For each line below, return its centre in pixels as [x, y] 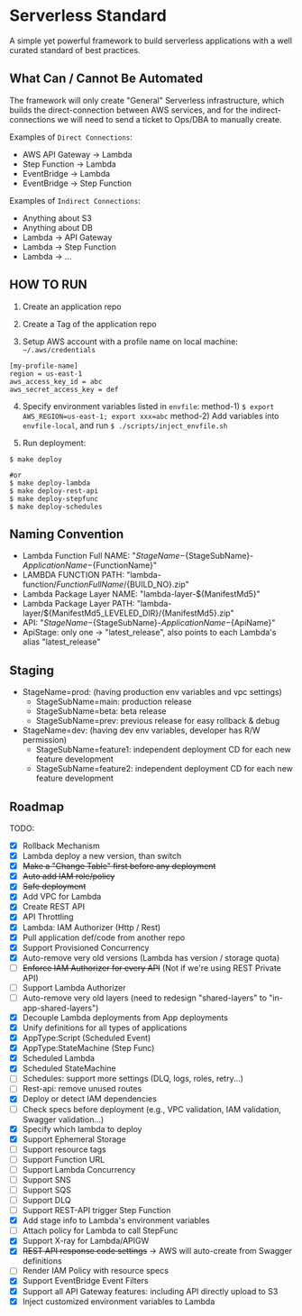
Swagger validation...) [63, 1120]
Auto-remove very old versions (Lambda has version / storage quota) [151, 957]
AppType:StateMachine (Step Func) [88, 1048]
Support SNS [47, 1179]
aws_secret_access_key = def [64, 389]
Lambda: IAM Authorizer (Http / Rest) [92, 927]
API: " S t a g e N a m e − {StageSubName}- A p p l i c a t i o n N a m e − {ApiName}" [149, 623]
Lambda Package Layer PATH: [78, 604]
